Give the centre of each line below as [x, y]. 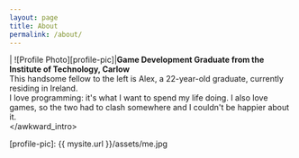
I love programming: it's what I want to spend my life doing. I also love [139, 98]
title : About [34, 26]
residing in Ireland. [44, 88]
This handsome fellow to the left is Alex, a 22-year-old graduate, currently [146, 79]
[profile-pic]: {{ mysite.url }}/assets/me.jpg [89, 144]
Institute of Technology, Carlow [70, 69]
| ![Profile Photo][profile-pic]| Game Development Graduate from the [137, 60]
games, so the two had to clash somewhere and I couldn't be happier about [149, 108]
